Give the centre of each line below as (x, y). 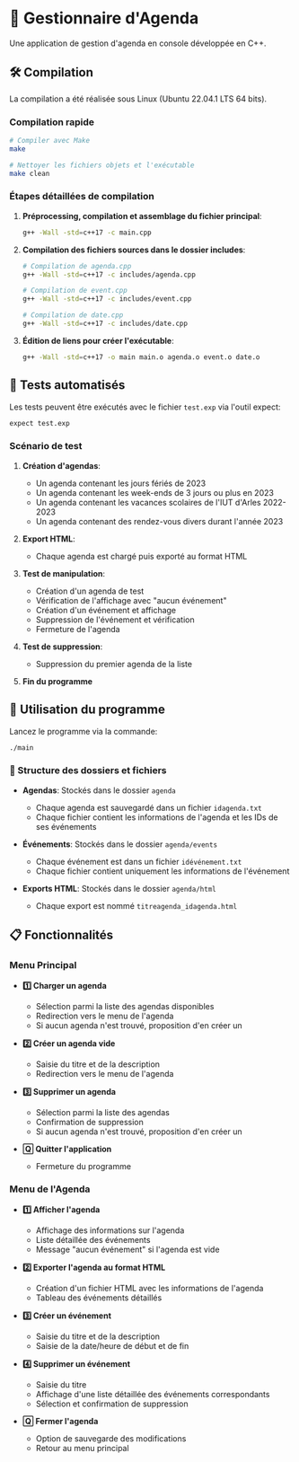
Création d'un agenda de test (90, 591)
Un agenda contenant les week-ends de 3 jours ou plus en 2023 (154, 492)
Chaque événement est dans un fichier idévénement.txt (139, 861)
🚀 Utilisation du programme (88, 710)
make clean (30, 173)
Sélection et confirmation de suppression (112, 1404)
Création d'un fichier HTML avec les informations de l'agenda (149, 1288)
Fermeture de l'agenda (78, 629)
